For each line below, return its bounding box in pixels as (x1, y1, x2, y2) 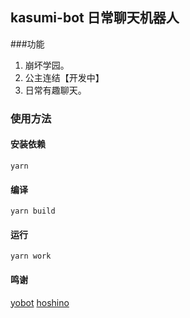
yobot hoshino (10, 296, 70, 308)
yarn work (10, 251, 52, 262)
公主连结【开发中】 (24, 71, 105, 83)
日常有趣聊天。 (24, 84, 87, 96)
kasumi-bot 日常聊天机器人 (10, 9, 180, 27)
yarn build (10, 206, 56, 217)
